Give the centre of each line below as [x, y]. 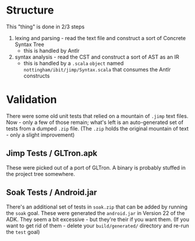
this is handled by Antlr [51, 50]
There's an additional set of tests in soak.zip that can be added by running [97, 207]
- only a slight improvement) [40, 135]
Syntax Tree [29, 44]
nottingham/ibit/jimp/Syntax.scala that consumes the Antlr [97, 69]
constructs [37, 76]
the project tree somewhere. [40, 174]
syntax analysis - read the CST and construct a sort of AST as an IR [97, 57]
